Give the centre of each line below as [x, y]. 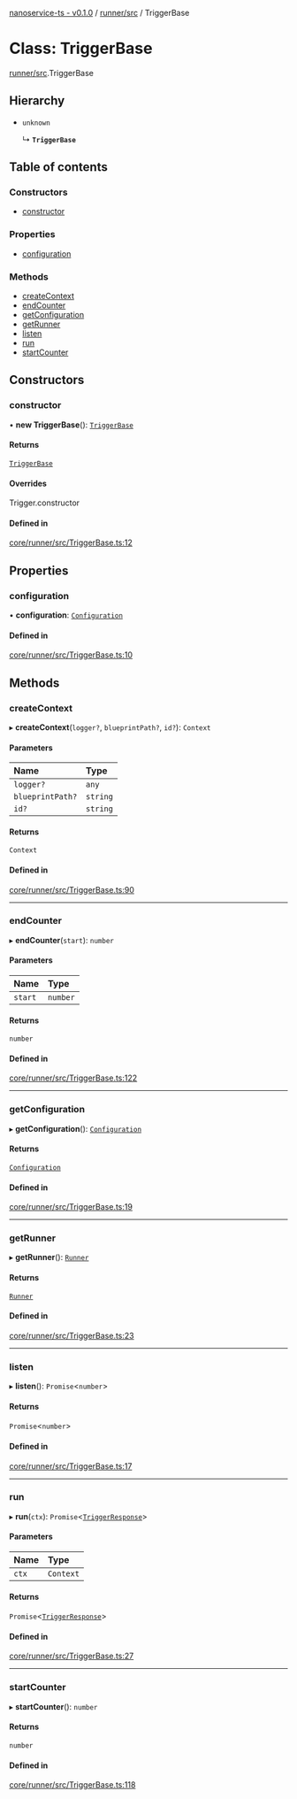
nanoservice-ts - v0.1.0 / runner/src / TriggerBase [99, 13]
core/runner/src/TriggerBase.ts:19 [71, 1207]
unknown [36, 123]
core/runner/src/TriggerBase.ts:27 [72, 1656]
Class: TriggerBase [81, 49]
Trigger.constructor [45, 503]
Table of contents [58, 167]
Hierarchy [37, 101]
